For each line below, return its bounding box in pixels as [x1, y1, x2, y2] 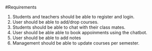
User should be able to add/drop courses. [12, 19, 99, 25]
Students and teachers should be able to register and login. [12, 14, 135, 19]
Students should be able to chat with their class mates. [12, 24, 126, 30]
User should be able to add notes [12, 35, 81, 41]
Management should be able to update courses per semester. [12, 40, 140, 46]
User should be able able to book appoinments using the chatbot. [12, 30, 147, 35]
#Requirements [5, 4, 36, 10]
